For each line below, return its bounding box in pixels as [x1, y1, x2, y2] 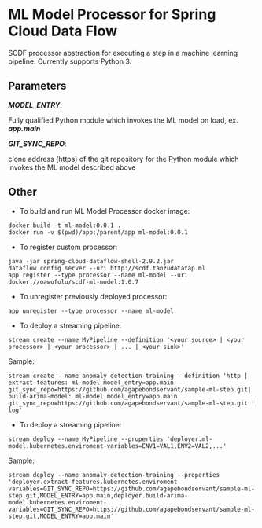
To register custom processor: [19, 242, 118, 251]
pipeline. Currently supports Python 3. [8, 57, 132, 66]
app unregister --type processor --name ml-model [8, 306, 175, 315]
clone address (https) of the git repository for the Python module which [8, 154, 239, 163]
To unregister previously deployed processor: [19, 291, 168, 301]
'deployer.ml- [166, 434, 213, 443]
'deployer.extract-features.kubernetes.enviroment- [8, 478, 181, 486]
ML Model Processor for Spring [8, 5, 216, 24]
